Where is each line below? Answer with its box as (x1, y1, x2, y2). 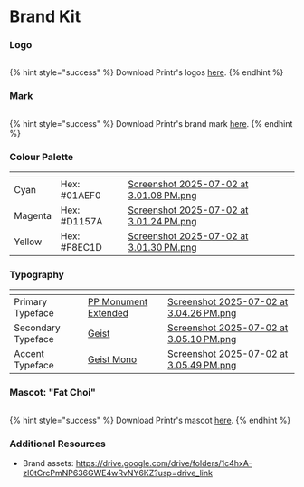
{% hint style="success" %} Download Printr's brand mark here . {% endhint (9, 118, 293, 129)
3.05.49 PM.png (166, 359, 237, 372)
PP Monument (87, 296, 148, 309)
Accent (14, 348, 45, 360)
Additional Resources (9, 437, 106, 450)
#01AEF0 (60, 189, 101, 202)
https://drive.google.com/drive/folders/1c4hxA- (75, 457, 252, 468)
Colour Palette (9, 150, 74, 163)
